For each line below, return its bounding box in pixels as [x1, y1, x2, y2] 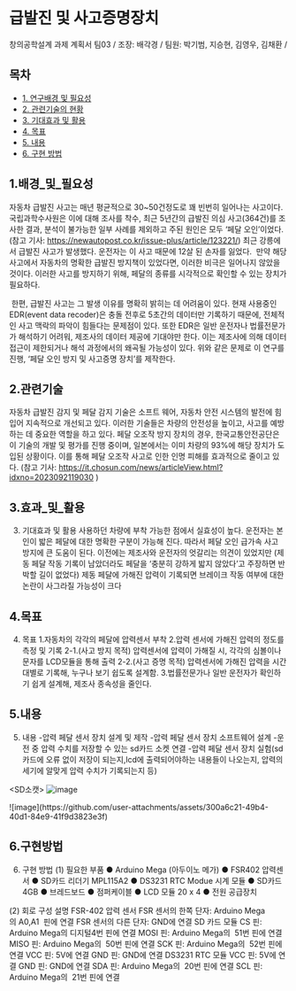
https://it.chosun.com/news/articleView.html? [58, 462, 224, 473]
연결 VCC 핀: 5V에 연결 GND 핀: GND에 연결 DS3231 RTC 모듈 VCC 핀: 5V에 [9, 949, 277, 960]
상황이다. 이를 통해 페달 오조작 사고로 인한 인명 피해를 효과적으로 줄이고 [25, 451, 271, 461]
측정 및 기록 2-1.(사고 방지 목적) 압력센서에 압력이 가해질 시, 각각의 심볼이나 [21, 646, 282, 655]
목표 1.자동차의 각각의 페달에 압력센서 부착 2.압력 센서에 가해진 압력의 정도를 [21, 634, 285, 645]
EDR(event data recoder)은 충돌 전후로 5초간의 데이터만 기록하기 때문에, [9, 309, 262, 320]
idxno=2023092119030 [9, 472, 95, 483]
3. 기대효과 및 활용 [21, 114, 87, 125]
